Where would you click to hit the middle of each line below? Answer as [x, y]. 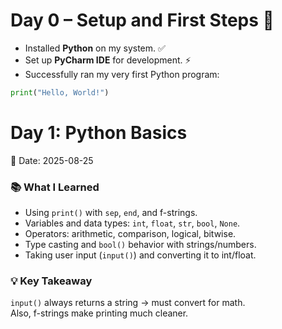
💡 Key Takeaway [51, 281]
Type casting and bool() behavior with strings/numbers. [140, 245]
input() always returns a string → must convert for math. [128, 303]
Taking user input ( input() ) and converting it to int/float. [140, 255]
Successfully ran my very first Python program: [122, 74]
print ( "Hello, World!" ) [60, 92]
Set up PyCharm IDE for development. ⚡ [108, 60]
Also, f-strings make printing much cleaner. [99, 313]
